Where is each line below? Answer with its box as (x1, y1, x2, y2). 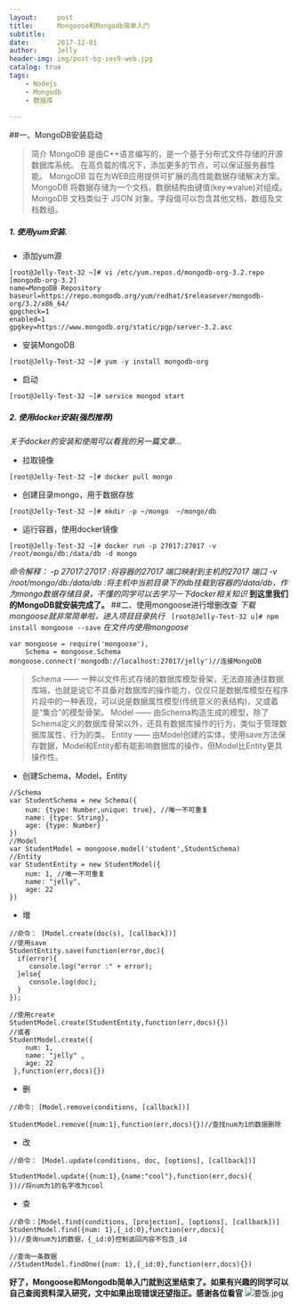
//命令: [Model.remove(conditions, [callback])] (9, 1103, 190, 1112)
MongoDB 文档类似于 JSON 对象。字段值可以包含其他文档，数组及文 (30, 193, 283, 204)
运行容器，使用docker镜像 (21, 524, 118, 535)
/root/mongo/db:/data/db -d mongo (9, 550, 138, 559)
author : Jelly (9, 46, 77, 55)
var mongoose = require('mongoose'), (9, 640, 149, 649)
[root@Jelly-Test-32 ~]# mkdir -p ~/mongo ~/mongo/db (9, 507, 217, 517)
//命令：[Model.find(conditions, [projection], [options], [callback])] (9, 1218, 280, 1227)
